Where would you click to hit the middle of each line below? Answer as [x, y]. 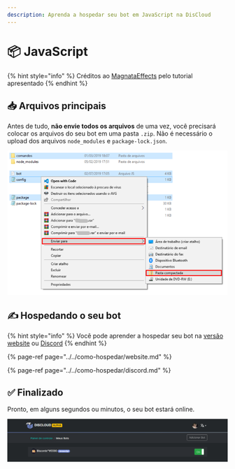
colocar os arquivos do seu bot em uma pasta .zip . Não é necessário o [110, 134]
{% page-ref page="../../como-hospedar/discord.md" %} [89, 370]
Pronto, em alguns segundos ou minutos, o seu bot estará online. [101, 409]
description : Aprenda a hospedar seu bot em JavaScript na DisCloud [109, 15]
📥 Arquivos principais [57, 106]
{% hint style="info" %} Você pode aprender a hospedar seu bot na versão [115, 336]
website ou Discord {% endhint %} [57, 343]
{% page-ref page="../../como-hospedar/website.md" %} [90, 357]
